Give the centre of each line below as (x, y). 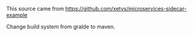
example (17, 15)
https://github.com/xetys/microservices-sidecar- (126, 9)
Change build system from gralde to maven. (61, 27)
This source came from (35, 9)
